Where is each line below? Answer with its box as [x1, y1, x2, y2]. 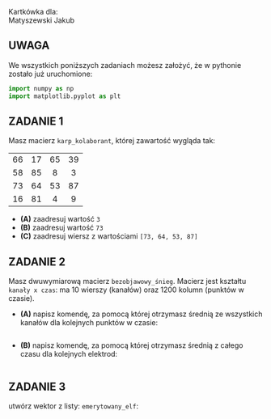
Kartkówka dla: [8, 7, 58, 16]
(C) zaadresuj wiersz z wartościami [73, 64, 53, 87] [19, 231, 198, 241]
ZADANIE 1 [8, 114, 64, 128]
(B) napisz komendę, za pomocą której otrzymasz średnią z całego [19, 341, 243, 350]
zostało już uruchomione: [8, 69, 93, 78]
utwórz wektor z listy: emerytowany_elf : [8, 401, 139, 411]
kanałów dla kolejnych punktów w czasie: [19, 318, 159, 328]
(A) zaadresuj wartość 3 [19, 214, 101, 224]
